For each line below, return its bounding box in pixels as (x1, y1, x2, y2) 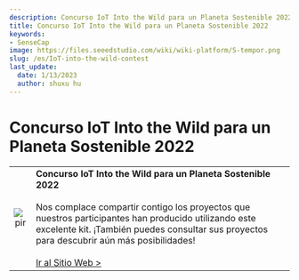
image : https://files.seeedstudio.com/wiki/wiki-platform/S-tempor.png (9, 46, 280, 55)
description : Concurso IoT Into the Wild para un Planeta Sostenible (9, 12, 273, 22)
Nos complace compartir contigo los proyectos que (35, 201, 251, 213)
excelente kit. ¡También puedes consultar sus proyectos (35, 223, 269, 236)
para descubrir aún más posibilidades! (35, 234, 196, 246)
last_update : (9, 63, 58, 72)
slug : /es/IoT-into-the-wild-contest (9, 54, 149, 63)
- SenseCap (9, 37, 50, 47)
